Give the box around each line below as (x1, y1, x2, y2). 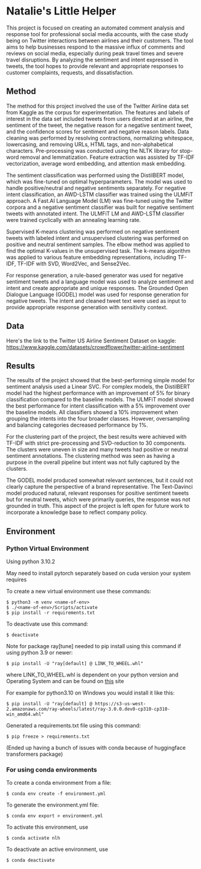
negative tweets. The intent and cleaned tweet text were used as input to (6, 297, 187, 305)
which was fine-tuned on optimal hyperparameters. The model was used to (6, 178, 193, 185)
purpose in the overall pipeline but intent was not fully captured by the (6, 459, 180, 466)
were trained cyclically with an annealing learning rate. (6, 216, 141, 223)
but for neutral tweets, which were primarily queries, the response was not (6, 496, 191, 503)
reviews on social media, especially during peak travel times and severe (6, 49, 184, 57)
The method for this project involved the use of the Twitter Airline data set (6, 102, 189, 110)
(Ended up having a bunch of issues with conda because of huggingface (6, 744, 186, 752)
